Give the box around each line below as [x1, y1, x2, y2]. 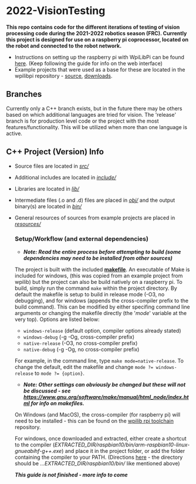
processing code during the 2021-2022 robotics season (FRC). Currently [6, 29, 187, 36]
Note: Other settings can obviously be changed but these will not [23, 381, 186, 388]
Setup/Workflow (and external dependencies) [14, 235, 148, 243]
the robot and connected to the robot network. [6, 42, 122, 49]
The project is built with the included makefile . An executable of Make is [14, 266, 190, 273]
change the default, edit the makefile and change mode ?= [14, 363, 154, 370]
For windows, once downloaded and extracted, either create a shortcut [14, 435, 187, 442]
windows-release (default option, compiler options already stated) [23, 327, 181, 334]
